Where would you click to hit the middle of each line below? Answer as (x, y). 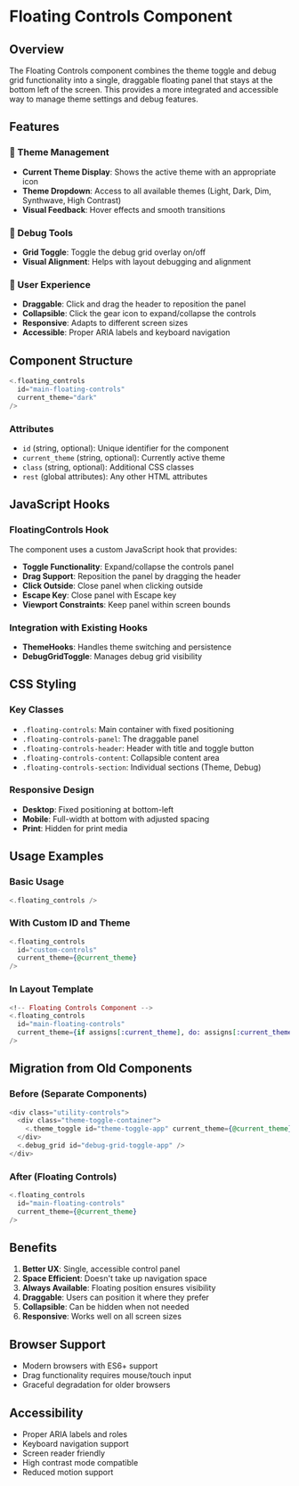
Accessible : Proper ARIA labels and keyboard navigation (126, 332)
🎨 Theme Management (59, 152)
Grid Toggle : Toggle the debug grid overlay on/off (114, 252)
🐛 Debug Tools (41, 233)
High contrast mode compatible (80, 1463)
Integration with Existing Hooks (79, 627)
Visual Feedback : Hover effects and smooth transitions (124, 209)
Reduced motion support (68, 1473)
